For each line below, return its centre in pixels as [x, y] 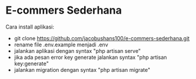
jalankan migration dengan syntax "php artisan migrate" [82, 69]
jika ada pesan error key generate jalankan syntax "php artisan [90, 57]
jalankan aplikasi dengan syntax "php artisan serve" [77, 50]
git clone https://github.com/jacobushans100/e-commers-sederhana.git [102, 38]
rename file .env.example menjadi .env [61, 45]
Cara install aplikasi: [30, 27]
